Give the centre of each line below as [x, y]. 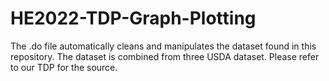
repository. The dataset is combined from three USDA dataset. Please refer [165, 56]
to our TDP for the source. [64, 67]
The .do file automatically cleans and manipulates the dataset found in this [163, 46]
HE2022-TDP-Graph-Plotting [133, 18]
